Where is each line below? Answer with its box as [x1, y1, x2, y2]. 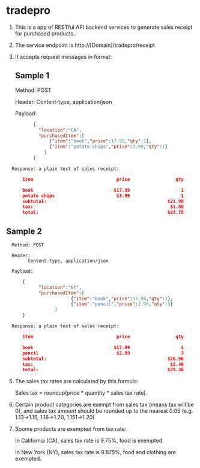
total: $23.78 [22, 210, 184, 216]
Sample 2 [6, 226, 42, 236]
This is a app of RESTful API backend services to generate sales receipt [14, 23, 193, 31]
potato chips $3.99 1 [22, 193, 184, 199]
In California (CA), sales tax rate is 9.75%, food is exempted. [14, 437, 164, 445]
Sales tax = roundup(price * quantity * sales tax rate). [14, 389, 148, 397]
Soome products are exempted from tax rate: [14, 425, 127, 433]
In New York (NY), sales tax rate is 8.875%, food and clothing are [14, 449, 176, 456]
